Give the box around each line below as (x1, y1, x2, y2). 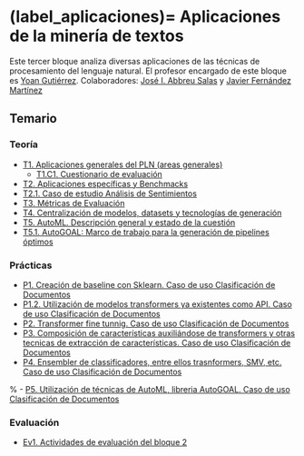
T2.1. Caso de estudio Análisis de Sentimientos (22, 188, 198, 199)
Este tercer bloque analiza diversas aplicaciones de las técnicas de (9, 55, 260, 66)
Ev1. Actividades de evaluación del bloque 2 (22, 437, 188, 448)
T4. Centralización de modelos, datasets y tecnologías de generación (22, 207, 282, 218)
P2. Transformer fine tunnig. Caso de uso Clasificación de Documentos (22, 318, 289, 329)
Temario (9, 111, 57, 126)
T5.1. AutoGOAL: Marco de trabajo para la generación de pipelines (22, 226, 270, 237)
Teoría (9, 138, 39, 151)
